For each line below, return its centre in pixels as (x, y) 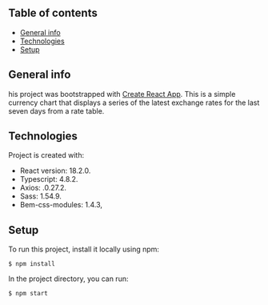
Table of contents (53, 13)
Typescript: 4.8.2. (49, 179)
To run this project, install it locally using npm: (84, 249)
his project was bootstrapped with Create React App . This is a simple (122, 94)
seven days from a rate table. (56, 110)
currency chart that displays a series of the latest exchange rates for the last (134, 102)
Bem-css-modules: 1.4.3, (61, 205)
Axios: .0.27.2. (43, 188)
